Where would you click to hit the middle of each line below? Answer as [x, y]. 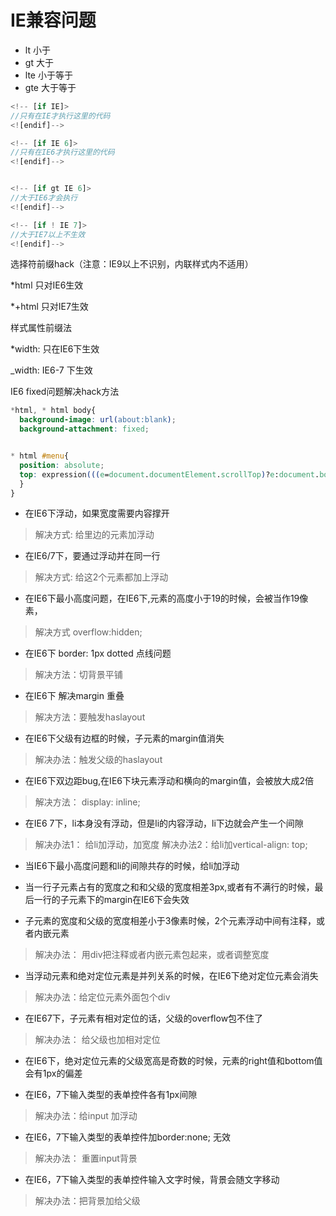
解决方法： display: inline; [87, 802]
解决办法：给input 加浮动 [86, 1116]
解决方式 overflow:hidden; [88, 632]
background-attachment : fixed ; [84, 429]
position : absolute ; [62, 465]
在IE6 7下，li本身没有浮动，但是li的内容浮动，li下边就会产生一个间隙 [164, 823]
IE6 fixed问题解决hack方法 [65, 392]
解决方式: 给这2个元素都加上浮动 [101, 577]
